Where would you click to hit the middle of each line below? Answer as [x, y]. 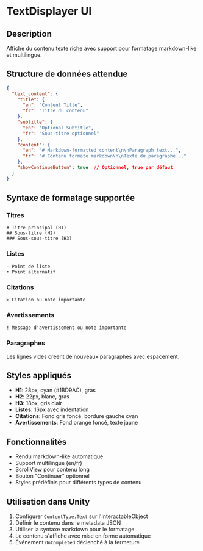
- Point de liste [28, 267]
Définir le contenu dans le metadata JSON [68, 523]
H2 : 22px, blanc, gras [42, 397]
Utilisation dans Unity [48, 502]
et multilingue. [24, 55]
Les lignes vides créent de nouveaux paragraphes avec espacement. [93, 356]
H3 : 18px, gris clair [39, 403]
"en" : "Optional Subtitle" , [58, 128]
